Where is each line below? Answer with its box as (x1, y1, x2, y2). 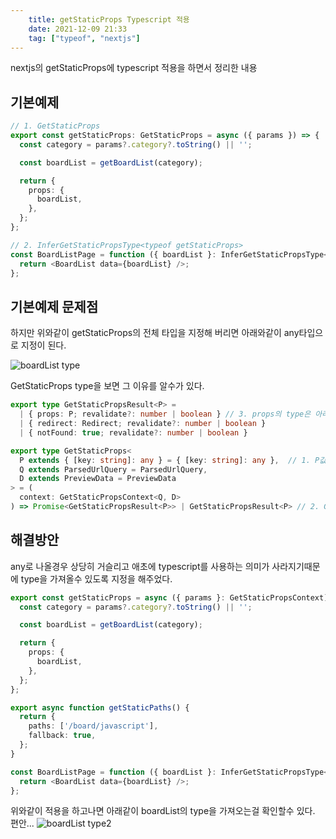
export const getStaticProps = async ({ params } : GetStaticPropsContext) (10, 592, 329, 603)
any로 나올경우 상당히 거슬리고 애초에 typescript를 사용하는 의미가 (10, 560, 270, 572)
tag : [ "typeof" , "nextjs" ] (28, 33, 141, 43)
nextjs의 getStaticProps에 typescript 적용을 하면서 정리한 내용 (10, 62, 258, 74)
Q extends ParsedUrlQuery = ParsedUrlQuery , (19, 464, 208, 475)
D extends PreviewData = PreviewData (19, 474, 177, 484)
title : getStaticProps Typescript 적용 (28, 14, 190, 25)
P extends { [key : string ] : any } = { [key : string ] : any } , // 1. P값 (19, 455, 327, 465)
